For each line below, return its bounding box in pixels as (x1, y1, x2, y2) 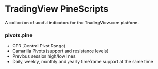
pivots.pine (5, 32, 33, 39)
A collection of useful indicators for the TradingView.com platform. (5, 20, 139, 25)
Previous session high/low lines (12, 53, 76, 59)
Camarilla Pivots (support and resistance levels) (12, 48, 109, 54)
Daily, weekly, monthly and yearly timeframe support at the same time (12, 59, 153, 65)
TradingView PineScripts (5, 3, 109, 15)
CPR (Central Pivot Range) (12, 43, 66, 49)
